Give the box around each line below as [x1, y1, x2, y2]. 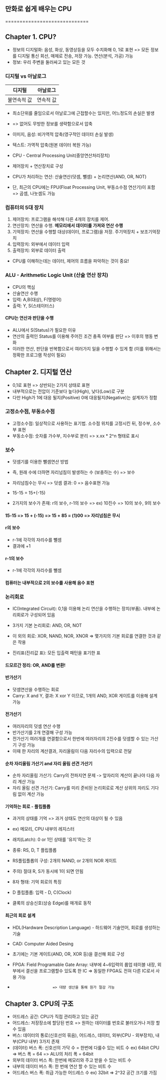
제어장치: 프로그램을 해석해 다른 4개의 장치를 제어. [12, 216, 110, 223]
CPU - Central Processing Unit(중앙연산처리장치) [12, 152, 110, 158]
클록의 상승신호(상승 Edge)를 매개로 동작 [12, 900, 91, 906]
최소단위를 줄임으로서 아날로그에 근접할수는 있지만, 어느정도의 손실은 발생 [12, 110, 155, 116]
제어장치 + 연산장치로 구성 [12, 163, 64, 169]
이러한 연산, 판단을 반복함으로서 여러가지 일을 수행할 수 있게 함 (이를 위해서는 [12, 346, 162, 352]
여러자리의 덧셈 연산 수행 [12, 723, 61, 729]
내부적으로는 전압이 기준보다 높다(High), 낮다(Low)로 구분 [12, 388, 125, 394]
